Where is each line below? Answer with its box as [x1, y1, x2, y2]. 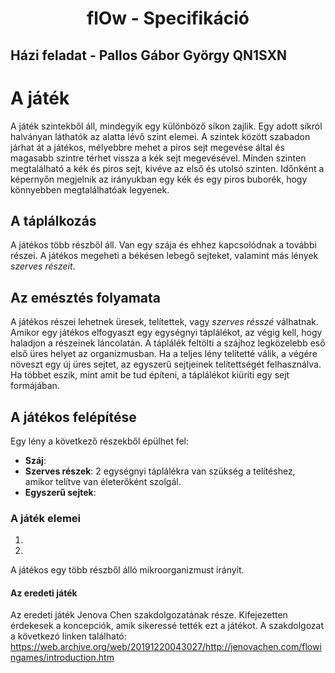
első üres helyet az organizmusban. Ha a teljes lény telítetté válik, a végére [10, 348, 318, 360]
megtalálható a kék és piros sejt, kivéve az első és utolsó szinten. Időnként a [10, 162, 325, 174]
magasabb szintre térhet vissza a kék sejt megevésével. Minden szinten [10, 152, 307, 164]
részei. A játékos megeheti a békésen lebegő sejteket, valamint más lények [10, 250, 319, 262]
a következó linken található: [10, 630, 127, 642]
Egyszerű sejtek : [24, 486, 97, 498]
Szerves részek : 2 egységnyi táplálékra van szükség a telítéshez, [24, 465, 296, 477]
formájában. [10, 380, 60, 392]
